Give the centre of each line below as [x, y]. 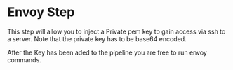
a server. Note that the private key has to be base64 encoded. [97, 38]
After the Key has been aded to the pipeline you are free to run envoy [107, 52]
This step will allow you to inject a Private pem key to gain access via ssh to [116, 31]
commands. [25, 59]
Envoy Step [41, 12]
